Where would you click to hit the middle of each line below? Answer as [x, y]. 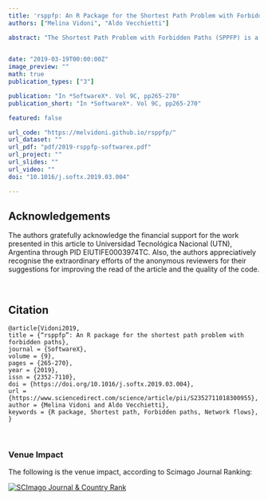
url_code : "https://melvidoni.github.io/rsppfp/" [93, 133]
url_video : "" [32, 169]
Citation [29, 310]
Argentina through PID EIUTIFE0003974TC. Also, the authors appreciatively [132, 252]
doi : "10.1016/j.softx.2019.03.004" [69, 177]
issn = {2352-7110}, [43, 377]
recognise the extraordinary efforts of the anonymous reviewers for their [128, 261]
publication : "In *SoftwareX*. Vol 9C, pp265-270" [94, 96]
